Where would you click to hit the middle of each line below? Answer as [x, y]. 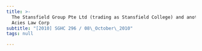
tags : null [20, 34]
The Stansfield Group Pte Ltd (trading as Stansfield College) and [98, 17]
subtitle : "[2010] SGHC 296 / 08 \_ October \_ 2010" [70, 28]
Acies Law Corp [31, 23]
